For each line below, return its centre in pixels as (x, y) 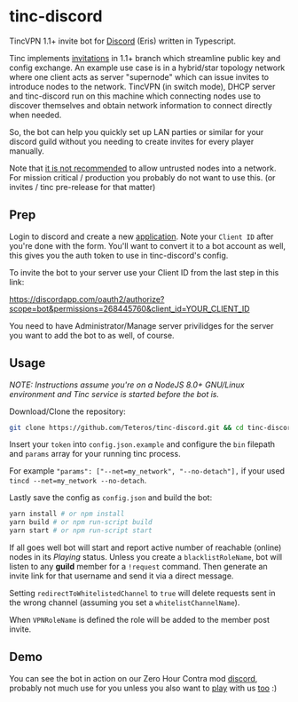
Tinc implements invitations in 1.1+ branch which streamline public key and (145, 58)
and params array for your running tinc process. (95, 454)
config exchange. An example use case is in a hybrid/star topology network (147, 68)
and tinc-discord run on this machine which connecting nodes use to (135, 96)
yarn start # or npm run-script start (81, 530)
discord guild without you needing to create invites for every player (132, 141)
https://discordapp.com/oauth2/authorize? (87, 299)
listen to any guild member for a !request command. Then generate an (138, 567)
